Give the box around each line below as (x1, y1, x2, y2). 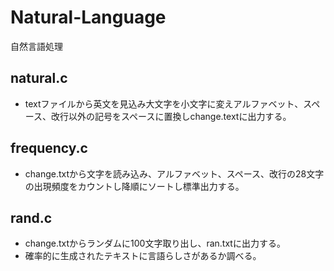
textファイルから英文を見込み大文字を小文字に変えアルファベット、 (24, 97, 304, 110)
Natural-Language (10, 6, 167, 29)
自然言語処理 (10, 40, 63, 52)
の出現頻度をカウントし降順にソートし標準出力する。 (24, 180, 245, 192)
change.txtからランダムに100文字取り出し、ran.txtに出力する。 (24, 237, 286, 250)
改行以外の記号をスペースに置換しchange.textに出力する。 (51, 110, 292, 122)
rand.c (10, 209, 53, 226)
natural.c (10, 70, 68, 87)
